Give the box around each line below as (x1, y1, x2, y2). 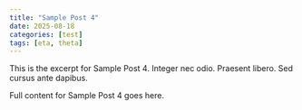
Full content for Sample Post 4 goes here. (9, 90, 165, 101)
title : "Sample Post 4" (9, 13, 100, 23)
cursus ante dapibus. (9, 73, 88, 84)
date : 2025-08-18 (9, 22, 75, 31)
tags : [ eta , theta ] (9, 38, 83, 48)
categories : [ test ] (9, 30, 83, 39)
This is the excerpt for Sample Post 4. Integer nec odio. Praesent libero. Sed (9, 63, 293, 74)
